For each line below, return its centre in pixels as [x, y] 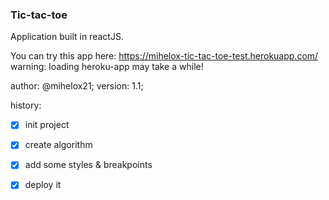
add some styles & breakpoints [88, 165]
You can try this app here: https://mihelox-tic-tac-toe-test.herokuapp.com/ [164, 56]
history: [26, 105]
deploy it [43, 185]
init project [47, 125]
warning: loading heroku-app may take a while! [107, 67]
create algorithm [58, 145]
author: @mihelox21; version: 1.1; [77, 86]
